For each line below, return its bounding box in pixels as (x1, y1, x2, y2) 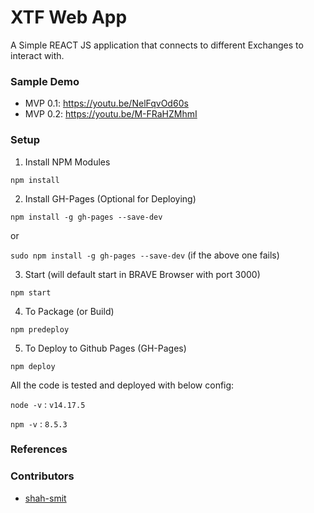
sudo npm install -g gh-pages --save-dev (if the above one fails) (10, 249, 280, 261)
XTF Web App (10, 6, 128, 29)
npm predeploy (10, 324, 70, 335)
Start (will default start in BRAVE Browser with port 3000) (24, 268, 261, 280)
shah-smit (24, 492, 67, 504)
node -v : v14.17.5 (10, 398, 86, 410)
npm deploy (10, 361, 56, 371)
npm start (10, 287, 52, 298)
